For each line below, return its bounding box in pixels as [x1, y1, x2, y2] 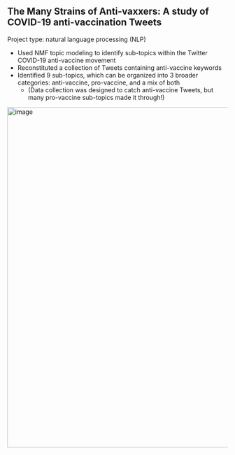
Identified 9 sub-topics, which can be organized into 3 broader [17, 71, 199, 79]
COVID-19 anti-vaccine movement [17, 56, 116, 64]
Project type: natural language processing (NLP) [7, 35, 147, 43]
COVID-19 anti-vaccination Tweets [7, 17, 162, 29]
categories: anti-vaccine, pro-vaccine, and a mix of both [17, 78, 180, 87]
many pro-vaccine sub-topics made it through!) [27, 93, 165, 101]
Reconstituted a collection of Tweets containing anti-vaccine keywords [17, 63, 222, 72]
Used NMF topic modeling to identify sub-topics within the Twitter [17, 48, 208, 57]
